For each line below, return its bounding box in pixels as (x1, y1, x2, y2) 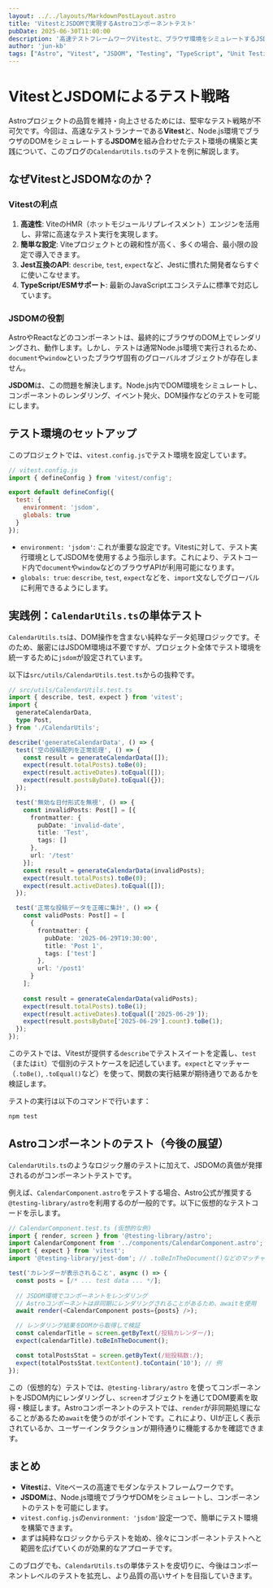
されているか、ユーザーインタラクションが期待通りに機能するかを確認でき (8, 1423, 258, 1433)
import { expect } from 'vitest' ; (8, 1247, 126, 1255)
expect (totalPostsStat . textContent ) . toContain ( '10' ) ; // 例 (15, 1358, 223, 1367)
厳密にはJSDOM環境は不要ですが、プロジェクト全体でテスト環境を (36, 642, 262, 652)
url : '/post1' (37, 965, 85, 973)
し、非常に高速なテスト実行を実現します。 (19, 229, 162, 238)
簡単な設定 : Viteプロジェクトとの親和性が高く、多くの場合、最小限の (19, 239, 252, 249)
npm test (8, 1113, 38, 1121)
